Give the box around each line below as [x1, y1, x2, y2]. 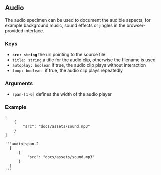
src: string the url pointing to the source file [12, 52, 106, 58]
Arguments [5, 80, 33, 87]
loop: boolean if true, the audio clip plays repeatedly [12, 67, 123, 74]
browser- [126, 22, 146, 28]
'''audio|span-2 [5, 141, 39, 146]
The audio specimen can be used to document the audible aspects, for [5, 17, 151, 23]
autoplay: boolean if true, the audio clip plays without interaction [12, 62, 146, 68]
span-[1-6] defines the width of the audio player [12, 91, 112, 97]
